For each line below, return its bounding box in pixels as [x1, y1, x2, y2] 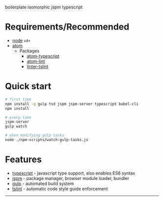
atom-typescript [26, 53, 60, 59]
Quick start [5, 81, 51, 92]
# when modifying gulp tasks [5, 133, 64, 138]
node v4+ [12, 37, 31, 43]
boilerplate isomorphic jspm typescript [5, 4, 83, 10]
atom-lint [26, 58, 45, 64]
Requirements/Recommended [5, 22, 129, 32]
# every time [5, 115, 32, 120]
